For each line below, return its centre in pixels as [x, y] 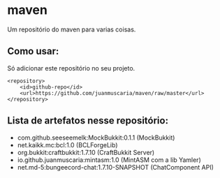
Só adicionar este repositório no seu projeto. [71, 68]
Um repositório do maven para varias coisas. [72, 29]
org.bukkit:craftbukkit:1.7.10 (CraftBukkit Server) [86, 152]
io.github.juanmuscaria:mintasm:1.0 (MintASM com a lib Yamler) [109, 160]
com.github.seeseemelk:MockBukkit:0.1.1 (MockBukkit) [96, 138]
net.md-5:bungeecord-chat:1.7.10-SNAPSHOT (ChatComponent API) [116, 167]
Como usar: [33, 51]
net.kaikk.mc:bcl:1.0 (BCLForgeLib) [67, 144]
